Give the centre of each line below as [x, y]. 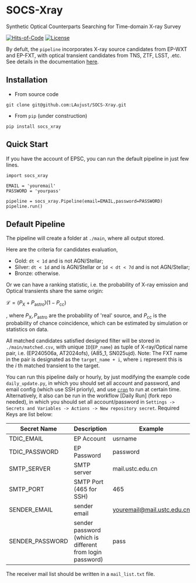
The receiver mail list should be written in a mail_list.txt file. [80, 574]
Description [90, 428]
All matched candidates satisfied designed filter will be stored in [83, 340]
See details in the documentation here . [52, 62]
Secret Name [38, 428]
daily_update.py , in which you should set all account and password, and [93, 383]
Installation [27, 80]
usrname [125, 438]
